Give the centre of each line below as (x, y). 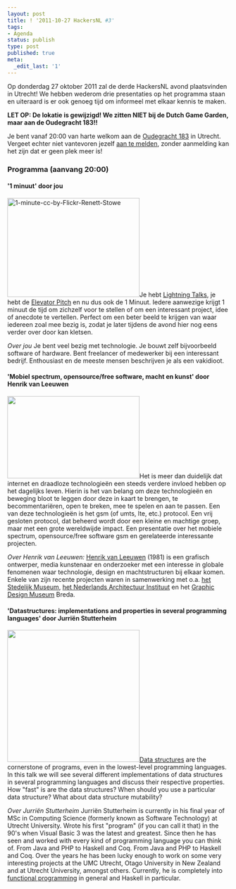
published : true (31, 54)
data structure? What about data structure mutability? (85, 797)
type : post (23, 46)
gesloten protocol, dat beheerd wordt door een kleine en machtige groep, (114, 521)
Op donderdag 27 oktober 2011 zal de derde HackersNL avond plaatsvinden (117, 86)
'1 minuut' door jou (35, 186)
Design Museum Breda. (41, 594)
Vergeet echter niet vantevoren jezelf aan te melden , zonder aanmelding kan (118, 143)
